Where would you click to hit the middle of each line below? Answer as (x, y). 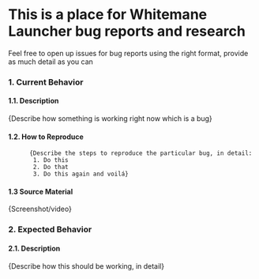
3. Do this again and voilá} (81, 174)
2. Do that (51, 168)
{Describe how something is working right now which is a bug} (111, 119)
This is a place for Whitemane (108, 15)
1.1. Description (34, 101)
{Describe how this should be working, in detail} (86, 266)
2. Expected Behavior (50, 229)
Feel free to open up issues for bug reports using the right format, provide (128, 53)
